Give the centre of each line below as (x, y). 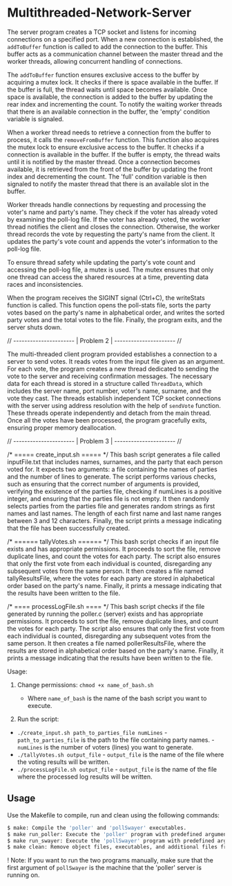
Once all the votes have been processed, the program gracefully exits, (107, 420)
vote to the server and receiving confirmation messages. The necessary (110, 376)
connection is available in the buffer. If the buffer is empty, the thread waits (114, 154)
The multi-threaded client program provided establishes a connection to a (112, 354)
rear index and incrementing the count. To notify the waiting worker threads (115, 104)
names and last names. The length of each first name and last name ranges (115, 513)
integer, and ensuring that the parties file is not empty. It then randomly (108, 498)
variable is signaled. (36, 118)
